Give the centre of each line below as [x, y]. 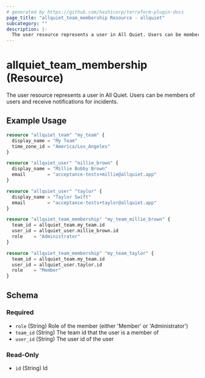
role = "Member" [37, 270]
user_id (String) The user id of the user [64, 339]
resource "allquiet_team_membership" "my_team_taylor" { [80, 253]
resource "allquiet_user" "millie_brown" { [63, 163]
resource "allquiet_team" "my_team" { [56, 135]
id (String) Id [31, 368]
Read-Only [23, 355]
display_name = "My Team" [45, 141]
